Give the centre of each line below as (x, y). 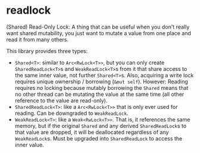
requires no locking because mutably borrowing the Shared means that (101, 88)
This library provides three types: (47, 51)
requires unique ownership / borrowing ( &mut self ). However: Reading (101, 82)
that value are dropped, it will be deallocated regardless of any (92, 132)
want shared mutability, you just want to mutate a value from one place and (99, 33)
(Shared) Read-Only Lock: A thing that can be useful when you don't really (98, 27)
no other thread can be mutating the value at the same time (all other (99, 94)
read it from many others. (37, 39)
